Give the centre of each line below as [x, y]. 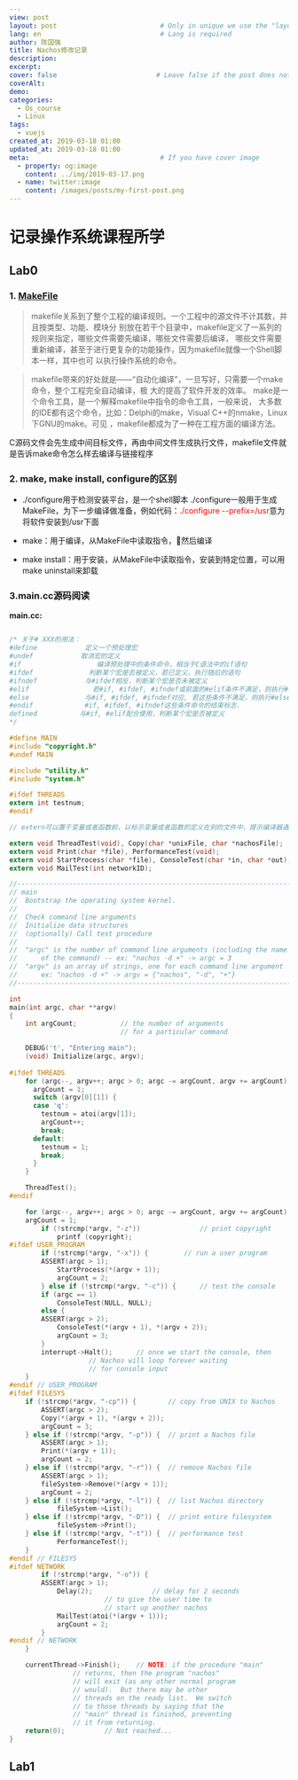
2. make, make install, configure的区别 [93, 478]
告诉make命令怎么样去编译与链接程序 [85, 453]
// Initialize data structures [69, 925]
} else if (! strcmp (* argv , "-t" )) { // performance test [134, 1534]
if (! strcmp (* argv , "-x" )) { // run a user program [154, 1253]
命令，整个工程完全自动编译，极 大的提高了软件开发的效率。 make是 [156, 390]
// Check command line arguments [73, 917]
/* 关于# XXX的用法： [45, 639]
